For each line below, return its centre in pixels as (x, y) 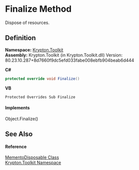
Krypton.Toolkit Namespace (33, 163)
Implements (18, 108)
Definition (20, 38)
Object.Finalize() (22, 119)
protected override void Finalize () (42, 79)
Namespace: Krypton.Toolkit (34, 49)
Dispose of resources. (27, 23)
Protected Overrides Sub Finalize (40, 97)
